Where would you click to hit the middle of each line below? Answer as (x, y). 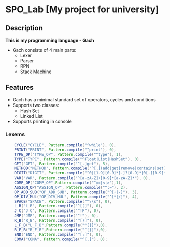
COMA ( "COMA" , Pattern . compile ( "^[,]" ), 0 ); (61, 239)
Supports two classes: (36, 105)
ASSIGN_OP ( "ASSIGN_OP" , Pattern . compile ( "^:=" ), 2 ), (71, 187)
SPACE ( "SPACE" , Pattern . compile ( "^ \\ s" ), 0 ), (63, 201)
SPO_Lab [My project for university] (82, 9)
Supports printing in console (42, 121)
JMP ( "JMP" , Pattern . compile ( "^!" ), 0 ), (56, 216)
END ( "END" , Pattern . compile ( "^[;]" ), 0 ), (58, 234)
